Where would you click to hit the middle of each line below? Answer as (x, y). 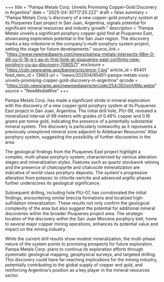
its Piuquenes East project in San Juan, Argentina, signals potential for (76, 23)
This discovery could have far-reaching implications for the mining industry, (82, 260)
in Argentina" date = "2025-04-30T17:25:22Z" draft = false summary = (77, 12)
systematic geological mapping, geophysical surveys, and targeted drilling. (81, 254)
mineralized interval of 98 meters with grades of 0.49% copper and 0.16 (78, 116)
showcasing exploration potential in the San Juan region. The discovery (77, 38)
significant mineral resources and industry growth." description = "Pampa (79, 28)
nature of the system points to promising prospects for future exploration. (79, 244)
